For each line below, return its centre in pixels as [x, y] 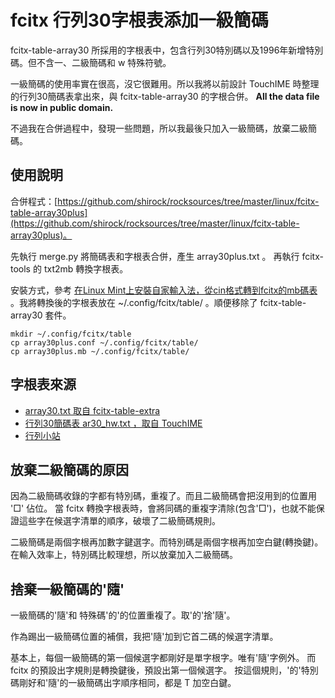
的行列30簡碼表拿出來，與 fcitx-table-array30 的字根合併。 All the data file [165, 96]
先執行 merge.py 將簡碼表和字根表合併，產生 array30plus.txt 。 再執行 [155, 256]
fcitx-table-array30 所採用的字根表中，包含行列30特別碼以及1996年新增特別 [167, 50]
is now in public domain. [62, 107]
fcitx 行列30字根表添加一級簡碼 [139, 20]
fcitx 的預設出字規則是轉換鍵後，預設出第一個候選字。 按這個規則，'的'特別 [164, 670]
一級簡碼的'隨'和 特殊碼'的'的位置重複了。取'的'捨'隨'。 [123, 615]
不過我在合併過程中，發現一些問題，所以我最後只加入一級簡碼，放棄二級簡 [163, 128]
